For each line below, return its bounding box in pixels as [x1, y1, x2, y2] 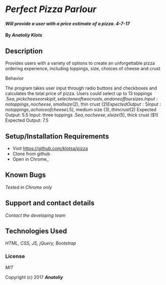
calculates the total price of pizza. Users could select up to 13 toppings [5, 90, 152, 97]
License [5, 253, 25, 260]
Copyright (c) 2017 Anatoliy [5, 274, 63, 280]
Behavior [5, 75, 24, 81]
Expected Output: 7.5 [5, 117, 49, 123]
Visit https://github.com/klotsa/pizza [12, 146, 88, 151]
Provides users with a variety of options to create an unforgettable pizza [5, 60, 155, 66]
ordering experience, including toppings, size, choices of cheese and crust [5, 66, 160, 72]
